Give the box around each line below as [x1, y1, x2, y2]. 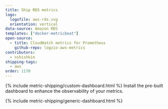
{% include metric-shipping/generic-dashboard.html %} [5, 98, 123, 104]
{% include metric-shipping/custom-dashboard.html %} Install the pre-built [5, 83, 163, 89]
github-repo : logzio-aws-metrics [14, 45, 86, 50]
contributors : [5, 50, 36, 55]
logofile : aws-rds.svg [10, 17, 58, 22]
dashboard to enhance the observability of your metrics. [5, 88, 124, 94]
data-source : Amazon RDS [5, 26, 58, 31]
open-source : [5, 36, 33, 41]
